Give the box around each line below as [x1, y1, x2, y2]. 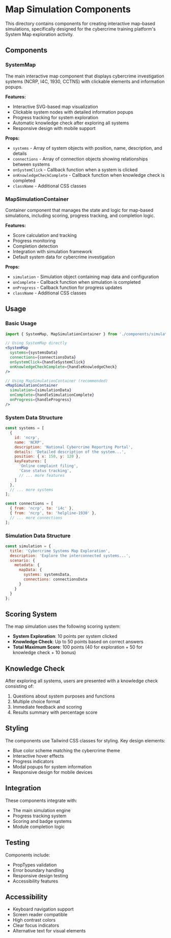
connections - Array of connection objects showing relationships [12, 155, 148, 162]
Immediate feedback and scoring [12, 704, 82, 710]
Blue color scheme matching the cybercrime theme [12, 747, 121, 754]
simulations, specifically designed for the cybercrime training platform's [5, 25, 156, 32]
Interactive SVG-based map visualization [12, 103, 98, 110]
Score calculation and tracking [12, 232, 77, 238]
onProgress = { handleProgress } [10, 397, 72, 403]
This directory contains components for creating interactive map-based [5, 20, 155, 26]
